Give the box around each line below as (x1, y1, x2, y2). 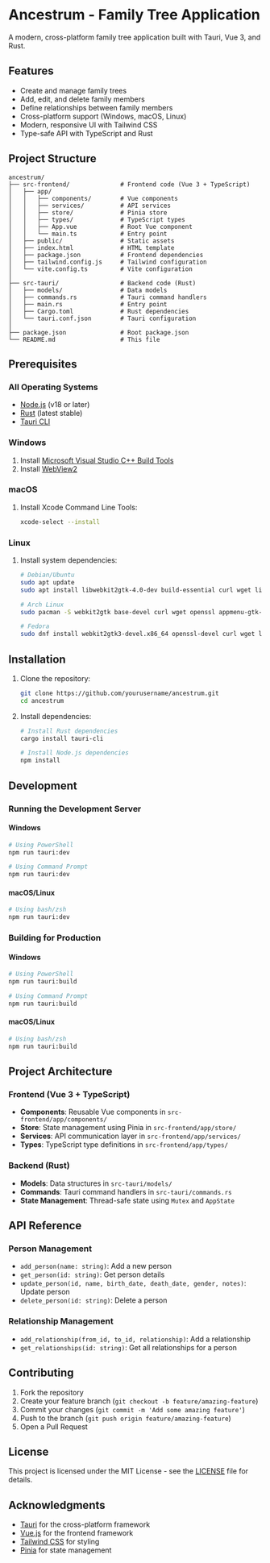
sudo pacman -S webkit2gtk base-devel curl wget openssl (19, 608, 216, 616)
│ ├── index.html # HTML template (8, 243, 175, 251)
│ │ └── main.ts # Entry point (8, 230, 168, 238)
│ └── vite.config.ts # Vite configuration (8, 264, 193, 273)
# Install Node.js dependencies (19, 749, 129, 757)
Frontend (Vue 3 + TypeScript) (8, 1089, 131, 1100)
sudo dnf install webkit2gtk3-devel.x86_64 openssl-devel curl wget (19, 630, 255, 638)
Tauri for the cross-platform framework (19, 1519, 151, 1529)
